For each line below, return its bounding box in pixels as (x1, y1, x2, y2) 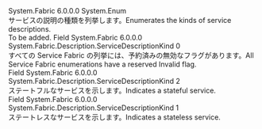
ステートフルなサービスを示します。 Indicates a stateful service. (8, 85, 217, 95)
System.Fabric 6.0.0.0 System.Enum (8, 6, 127, 15)
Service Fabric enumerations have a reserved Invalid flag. (8, 59, 197, 69)
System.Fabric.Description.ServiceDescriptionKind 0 (8, 41, 181, 51)
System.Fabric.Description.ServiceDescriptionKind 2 (8, 77, 181, 85)
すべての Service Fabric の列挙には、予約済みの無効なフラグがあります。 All (8, 51, 254, 60)
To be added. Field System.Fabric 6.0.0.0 (8, 33, 143, 42)
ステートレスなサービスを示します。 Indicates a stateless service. (8, 112, 221, 122)
